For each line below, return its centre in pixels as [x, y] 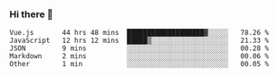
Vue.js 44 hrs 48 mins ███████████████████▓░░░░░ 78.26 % [139, 33]
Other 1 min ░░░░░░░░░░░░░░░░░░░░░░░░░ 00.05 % [139, 64]
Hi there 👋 [32, 14]
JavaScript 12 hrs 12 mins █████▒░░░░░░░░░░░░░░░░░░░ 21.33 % [139, 41]
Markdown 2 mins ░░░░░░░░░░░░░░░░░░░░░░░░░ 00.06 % [139, 56]
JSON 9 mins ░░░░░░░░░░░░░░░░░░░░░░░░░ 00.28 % [139, 48]
